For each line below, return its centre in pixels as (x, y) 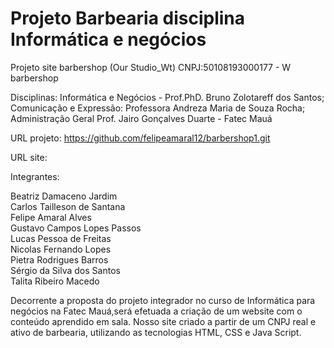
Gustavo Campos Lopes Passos (76, 228)
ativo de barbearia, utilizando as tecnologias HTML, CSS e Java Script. (156, 332)
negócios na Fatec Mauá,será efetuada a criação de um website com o (156, 311)
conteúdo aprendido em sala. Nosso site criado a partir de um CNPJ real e (163, 321)
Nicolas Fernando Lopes (61, 249)
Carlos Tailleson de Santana (68, 206)
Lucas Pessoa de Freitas (61, 238)
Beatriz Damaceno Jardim (64, 196)
